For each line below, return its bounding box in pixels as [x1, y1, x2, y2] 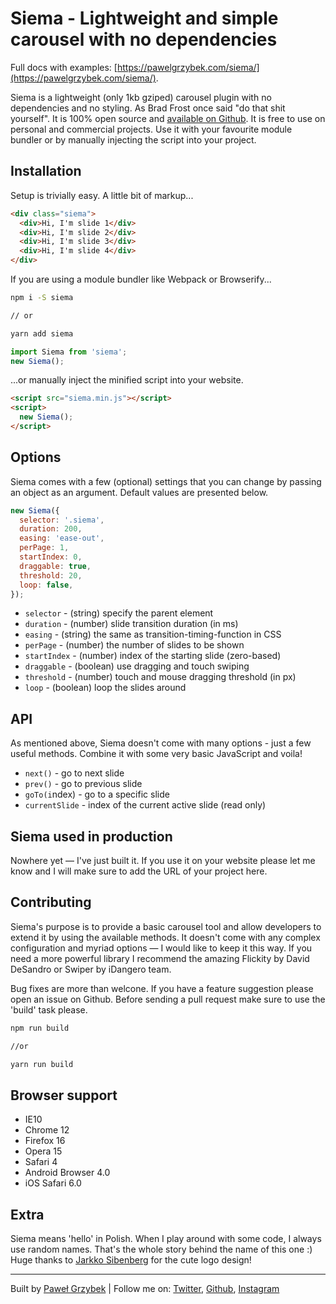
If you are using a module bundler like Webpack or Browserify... [10, 273, 272, 285]
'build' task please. [10, 1003, 88, 1016]
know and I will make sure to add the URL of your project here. [10, 865, 268, 877]
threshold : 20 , [19, 570, 83, 581]
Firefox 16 [24, 1135, 66, 1147]
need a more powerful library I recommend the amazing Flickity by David [10, 952, 310, 964]
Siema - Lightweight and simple [10, 7, 279, 30]
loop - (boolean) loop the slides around [24, 682, 187, 694]
